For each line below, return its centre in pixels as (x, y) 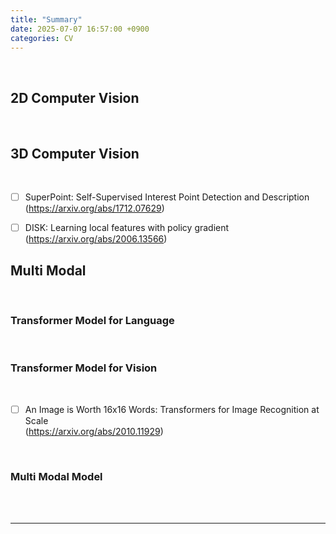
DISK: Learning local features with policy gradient (127, 228)
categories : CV (42, 38)
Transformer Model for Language (92, 320)
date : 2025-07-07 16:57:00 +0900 (80, 29)
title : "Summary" (46, 19)
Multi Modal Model (56, 476)
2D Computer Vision (75, 97)
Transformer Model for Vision (84, 368)
